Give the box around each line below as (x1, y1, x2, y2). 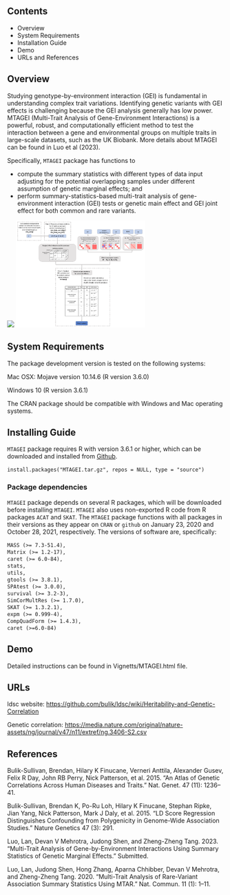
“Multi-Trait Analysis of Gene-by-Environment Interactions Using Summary (7, 845, 219, 853)
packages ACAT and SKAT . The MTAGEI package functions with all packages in (7, 512, 222, 521)
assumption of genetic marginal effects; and (17, 184, 143, 193)
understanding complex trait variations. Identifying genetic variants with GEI (7, 99, 222, 107)
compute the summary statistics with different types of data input (17, 169, 203, 178)
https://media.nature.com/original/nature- (64, 721, 183, 729)
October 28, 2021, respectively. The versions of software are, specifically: (7, 528, 217, 536)
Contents (7, 6, 48, 17)
